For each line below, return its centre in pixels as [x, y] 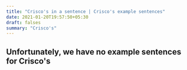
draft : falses [24, 22]
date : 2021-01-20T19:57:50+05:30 [47, 17]
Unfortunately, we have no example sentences [94, 51]
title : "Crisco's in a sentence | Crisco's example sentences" [86, 11]
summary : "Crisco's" [32, 28]
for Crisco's [28, 61]
